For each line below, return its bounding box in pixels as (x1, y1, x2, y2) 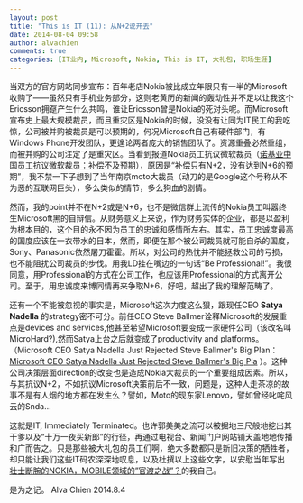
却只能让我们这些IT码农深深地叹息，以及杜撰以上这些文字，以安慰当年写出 (9, 454, 286, 464)
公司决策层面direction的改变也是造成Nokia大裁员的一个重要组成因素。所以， (9, 367, 293, 378)
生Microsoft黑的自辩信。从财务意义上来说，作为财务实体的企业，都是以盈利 (9, 213, 290, 224)
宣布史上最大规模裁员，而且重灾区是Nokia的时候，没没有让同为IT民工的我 (9, 114, 283, 125)
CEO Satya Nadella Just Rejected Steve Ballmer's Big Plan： (54, 344, 279, 355)
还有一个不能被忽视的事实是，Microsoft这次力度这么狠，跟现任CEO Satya (9, 299, 283, 310)
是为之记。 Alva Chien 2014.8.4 (9, 484, 126, 495)
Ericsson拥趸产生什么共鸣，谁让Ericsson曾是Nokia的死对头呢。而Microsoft (9, 104, 289, 114)
